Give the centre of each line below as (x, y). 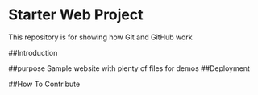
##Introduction (33, 52)
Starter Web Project (76, 15)
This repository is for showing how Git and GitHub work (100, 37)
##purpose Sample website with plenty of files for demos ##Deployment (129, 68)
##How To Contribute (44, 84)
